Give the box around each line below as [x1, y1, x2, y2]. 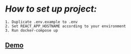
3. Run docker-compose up [5, 28, 58, 33]
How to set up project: [5, 3, 97, 15]
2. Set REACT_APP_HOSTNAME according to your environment [5, 23, 126, 29]
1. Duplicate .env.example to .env [5, 19, 78, 24]
